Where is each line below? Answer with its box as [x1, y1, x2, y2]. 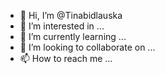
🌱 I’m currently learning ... [19, 31, 127, 42]
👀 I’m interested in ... [19, 20, 105, 32]
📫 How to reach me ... [19, 53, 113, 64]
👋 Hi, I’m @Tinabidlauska [19, 10, 123, 21]
